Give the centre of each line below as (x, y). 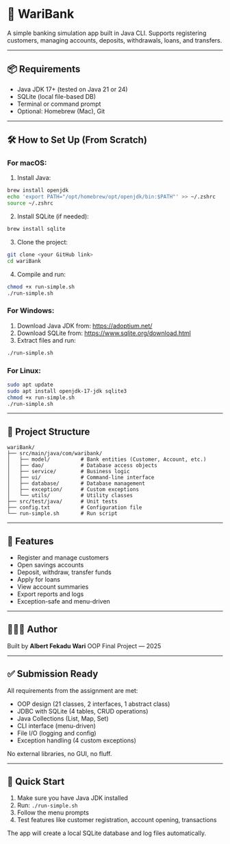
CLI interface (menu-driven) (56, 726)
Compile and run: (41, 274)
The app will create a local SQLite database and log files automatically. (107, 833)
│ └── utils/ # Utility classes (70, 496)
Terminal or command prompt (59, 104)
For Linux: (24, 370)
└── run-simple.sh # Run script (62, 514)
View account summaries (53, 587)
